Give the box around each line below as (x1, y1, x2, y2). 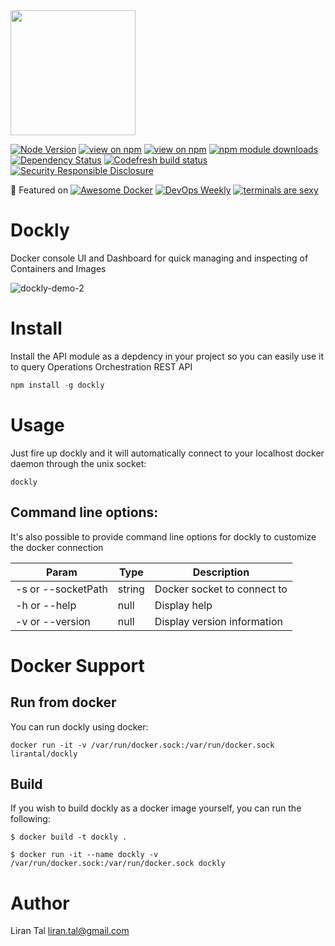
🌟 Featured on (10, 184, 69, 196)
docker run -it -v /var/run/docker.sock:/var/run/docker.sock (10, 740, 275, 750)
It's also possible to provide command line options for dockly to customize (10, 530, 317, 543)
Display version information (154, 614, 283, 628)
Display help (154, 598, 213, 612)
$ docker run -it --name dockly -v (10, 850, 159, 860)
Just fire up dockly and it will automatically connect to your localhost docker (10, 447, 325, 459)
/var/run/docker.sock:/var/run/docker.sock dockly (10, 859, 226, 869)
